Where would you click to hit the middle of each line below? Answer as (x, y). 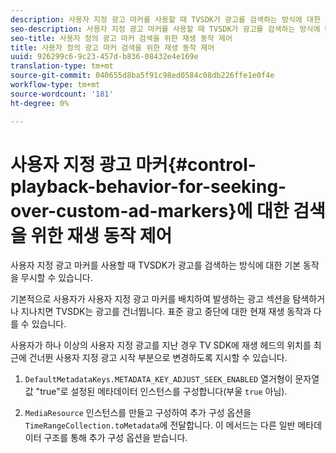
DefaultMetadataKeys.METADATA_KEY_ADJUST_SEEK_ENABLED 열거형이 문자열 (172, 379)
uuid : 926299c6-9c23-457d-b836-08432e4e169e (104, 57)
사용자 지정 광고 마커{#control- (133, 164)
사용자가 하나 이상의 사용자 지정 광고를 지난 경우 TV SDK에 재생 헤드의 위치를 (161, 345)
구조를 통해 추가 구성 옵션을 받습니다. (115, 438)
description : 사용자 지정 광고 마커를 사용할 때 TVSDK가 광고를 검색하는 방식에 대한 (165, 19)
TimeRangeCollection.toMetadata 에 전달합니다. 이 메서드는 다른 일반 (160, 425)
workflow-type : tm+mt (55, 85)
